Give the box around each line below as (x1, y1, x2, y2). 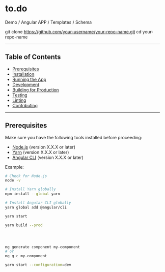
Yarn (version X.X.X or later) (12, 149, 69, 155)
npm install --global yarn (5, 191, 60, 197)
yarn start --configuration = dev (5, 263, 71, 268)
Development (12, 82, 40, 88)
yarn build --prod (5, 222, 43, 228)
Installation (12, 71, 35, 77)
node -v (5, 178, 21, 183)
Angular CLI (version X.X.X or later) (12, 154, 83, 160)
